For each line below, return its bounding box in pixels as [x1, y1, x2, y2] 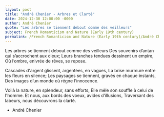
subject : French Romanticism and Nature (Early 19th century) [5, 30, 134, 35]
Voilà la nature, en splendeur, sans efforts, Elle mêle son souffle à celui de [5, 87, 154, 93]
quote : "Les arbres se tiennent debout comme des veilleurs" [5, 25, 132, 30]
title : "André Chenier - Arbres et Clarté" [5, 12, 95, 17]
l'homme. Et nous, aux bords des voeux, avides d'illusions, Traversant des [5, 92, 154, 98]
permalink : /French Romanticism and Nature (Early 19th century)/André [5, 35, 154, 39]
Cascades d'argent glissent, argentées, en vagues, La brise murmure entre [5, 67, 156, 73]
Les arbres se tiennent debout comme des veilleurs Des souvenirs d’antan [5, 47, 154, 54]
